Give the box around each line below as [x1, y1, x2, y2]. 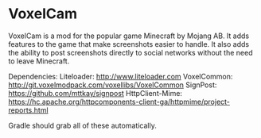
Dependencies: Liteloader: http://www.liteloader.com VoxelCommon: [8, 71, 233, 81]
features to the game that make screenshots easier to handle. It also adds [8, 39, 249, 48]
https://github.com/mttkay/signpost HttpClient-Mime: [8, 88, 183, 98]
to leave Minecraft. [8, 56, 70, 66]
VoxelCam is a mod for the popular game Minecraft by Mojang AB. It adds [8, 31, 249, 40]
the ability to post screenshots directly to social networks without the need [8, 48, 253, 57]
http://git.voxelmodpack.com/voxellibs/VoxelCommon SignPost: [8, 80, 217, 90]
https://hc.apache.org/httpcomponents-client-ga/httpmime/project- [8, 97, 231, 106]
